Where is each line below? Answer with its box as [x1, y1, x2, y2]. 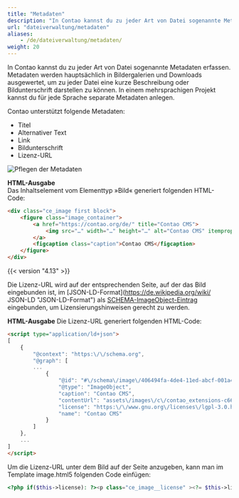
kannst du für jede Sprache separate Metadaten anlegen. [7, 93, 175, 102]
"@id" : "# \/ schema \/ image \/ [58, 377, 142, 384]
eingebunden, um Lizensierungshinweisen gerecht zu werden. [7, 303, 190, 312]
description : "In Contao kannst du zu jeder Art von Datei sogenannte [7, 17, 221, 24]
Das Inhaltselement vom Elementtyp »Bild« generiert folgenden [7, 186, 193, 194]
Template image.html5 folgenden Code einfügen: [7, 470, 151, 479]
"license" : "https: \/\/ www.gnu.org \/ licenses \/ [58, 403, 202, 410]
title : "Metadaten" [7, 10, 65, 18]
